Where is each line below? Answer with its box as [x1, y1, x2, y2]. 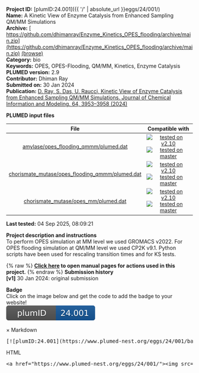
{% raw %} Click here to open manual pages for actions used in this [6, 262, 176, 269]
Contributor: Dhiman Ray [6, 75, 68, 82]
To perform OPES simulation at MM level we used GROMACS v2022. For [6, 238, 182, 245]
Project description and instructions [6, 232, 97, 239]
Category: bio [6, 56, 41, 63]
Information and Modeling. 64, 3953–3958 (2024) [6, 100, 128, 107]
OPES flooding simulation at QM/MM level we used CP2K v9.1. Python [6, 244, 176, 251]
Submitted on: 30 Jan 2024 [6, 81, 75, 88]
